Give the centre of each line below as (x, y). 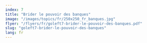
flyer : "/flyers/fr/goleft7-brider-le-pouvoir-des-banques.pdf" (74, 23)
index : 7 (14, 10)
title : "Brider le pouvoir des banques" (48, 14)
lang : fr (14, 33)
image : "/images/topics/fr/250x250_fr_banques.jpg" (60, 19)
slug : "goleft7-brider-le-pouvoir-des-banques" (56, 28)
